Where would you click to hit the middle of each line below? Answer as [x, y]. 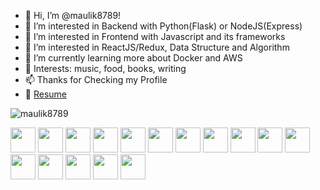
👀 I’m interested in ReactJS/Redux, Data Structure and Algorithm [157, 47]
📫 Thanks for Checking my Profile [96, 79]
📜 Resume [45, 94]
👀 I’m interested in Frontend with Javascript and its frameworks [155, 36]
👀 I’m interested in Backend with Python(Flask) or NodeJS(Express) [163, 26]
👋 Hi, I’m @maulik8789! [73, 15]
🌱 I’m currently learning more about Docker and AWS [133, 58]
